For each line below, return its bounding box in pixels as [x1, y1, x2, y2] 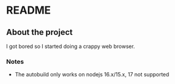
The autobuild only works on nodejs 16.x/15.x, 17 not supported [14, 71, 170, 78]
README [6, 4, 51, 17]
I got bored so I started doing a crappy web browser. [6, 43, 135, 50]
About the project [6, 27, 73, 37]
